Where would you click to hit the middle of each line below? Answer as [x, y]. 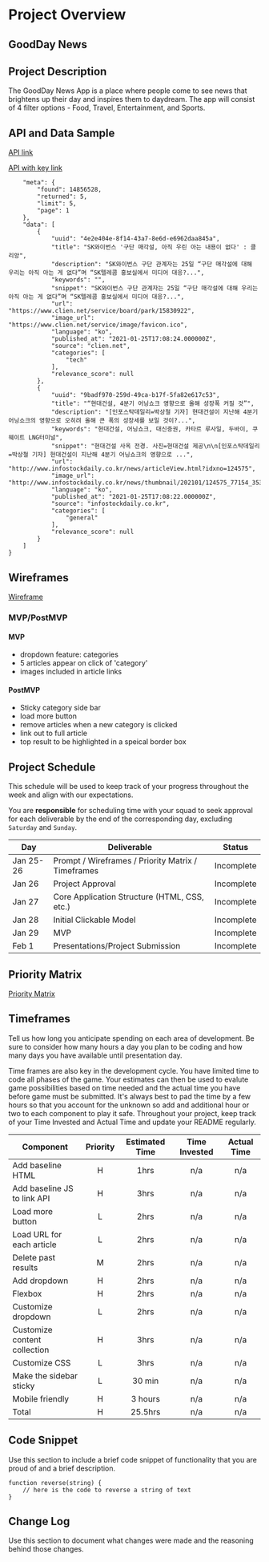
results [25, 1267]
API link [21, 152]
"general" [82, 518]
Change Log [39, 1521]
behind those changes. [46, 1549]
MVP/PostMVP [38, 617]
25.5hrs [146, 1411]
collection [31, 1350]
